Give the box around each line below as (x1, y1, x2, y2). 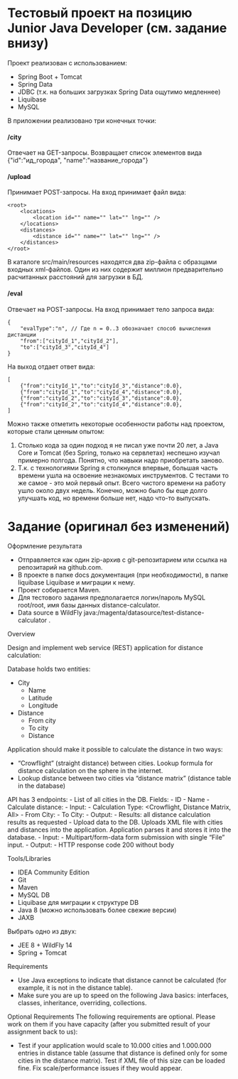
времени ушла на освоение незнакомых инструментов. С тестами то (17, 471, 229, 479)
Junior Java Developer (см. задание (7, 20, 227, 36)
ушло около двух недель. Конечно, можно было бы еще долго (17, 486, 208, 494)
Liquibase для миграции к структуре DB (17, 899, 139, 907)
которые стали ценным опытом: (7, 427, 105, 435)
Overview (7, 630, 36, 639)
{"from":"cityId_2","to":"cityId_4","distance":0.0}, (20, 401, 183, 408)
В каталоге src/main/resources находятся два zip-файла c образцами (7, 258, 217, 266)
